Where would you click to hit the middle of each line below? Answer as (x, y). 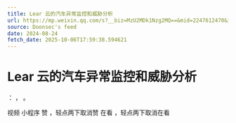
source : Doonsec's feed (42, 27)
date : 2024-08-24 (33, 33)
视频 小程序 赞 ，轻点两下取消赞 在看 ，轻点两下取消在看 (88, 112)
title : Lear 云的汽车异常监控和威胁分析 (60, 14)
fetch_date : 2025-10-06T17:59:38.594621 (67, 40)
